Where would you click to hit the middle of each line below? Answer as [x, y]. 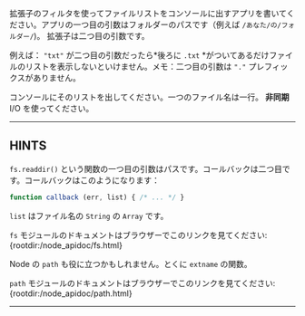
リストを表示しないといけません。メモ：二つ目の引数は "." [136, 67]
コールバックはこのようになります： [92, 180]
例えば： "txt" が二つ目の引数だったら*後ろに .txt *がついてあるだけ [139, 55]
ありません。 [57, 78]
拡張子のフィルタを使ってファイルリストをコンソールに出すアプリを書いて [148, 13]
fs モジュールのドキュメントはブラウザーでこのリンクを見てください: [138, 235]
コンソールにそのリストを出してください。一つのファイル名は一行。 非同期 [149, 97]
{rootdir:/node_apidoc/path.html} [71, 293]
